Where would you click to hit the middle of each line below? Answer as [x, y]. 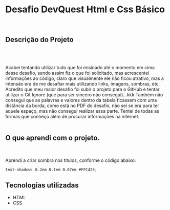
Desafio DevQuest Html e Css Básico [85, 9]
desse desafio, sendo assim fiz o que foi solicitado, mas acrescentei [77, 73]
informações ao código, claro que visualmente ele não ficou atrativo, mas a [84, 78]
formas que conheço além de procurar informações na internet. [72, 116]
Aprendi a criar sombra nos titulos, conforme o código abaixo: [71, 160]
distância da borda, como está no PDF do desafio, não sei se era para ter [82, 106]
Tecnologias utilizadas [42, 185]
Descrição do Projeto [39, 40]
